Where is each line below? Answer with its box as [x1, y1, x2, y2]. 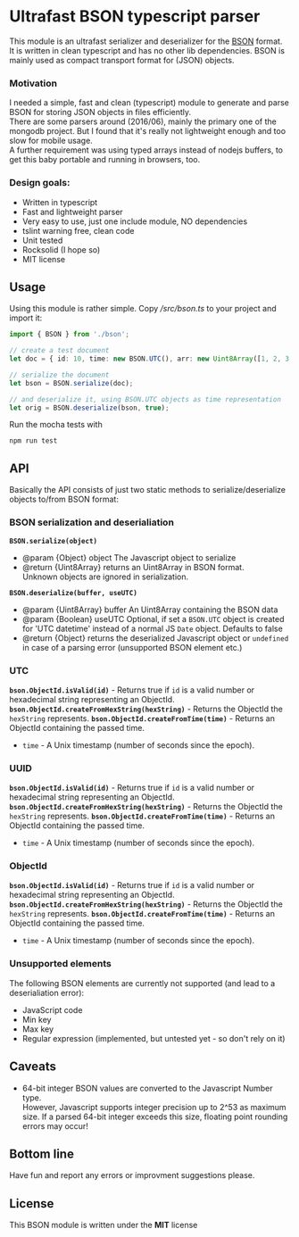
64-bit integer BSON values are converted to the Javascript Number [21, 1083, 274, 1093]
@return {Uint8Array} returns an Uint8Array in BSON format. [21, 561, 245, 572]
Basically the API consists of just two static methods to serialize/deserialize [9, 485, 287, 495]
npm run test [9, 436, 58, 445]
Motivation [9, 77, 58, 89]
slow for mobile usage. [9, 136, 94, 146]
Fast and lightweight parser [21, 206, 123, 217]
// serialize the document [9, 370, 110, 379]
